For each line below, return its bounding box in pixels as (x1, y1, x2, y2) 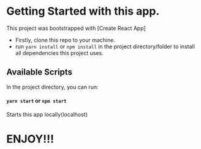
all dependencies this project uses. (15, 49, 104, 56)
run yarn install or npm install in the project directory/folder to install (15, 43, 195, 50)
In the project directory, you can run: (6, 83, 99, 90)
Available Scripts (6, 67, 72, 78)
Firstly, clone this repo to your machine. (15, 36, 115, 43)
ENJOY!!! (6, 133, 54, 146)
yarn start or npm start (6, 97, 67, 104)
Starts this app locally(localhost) (6, 111, 88, 118)
